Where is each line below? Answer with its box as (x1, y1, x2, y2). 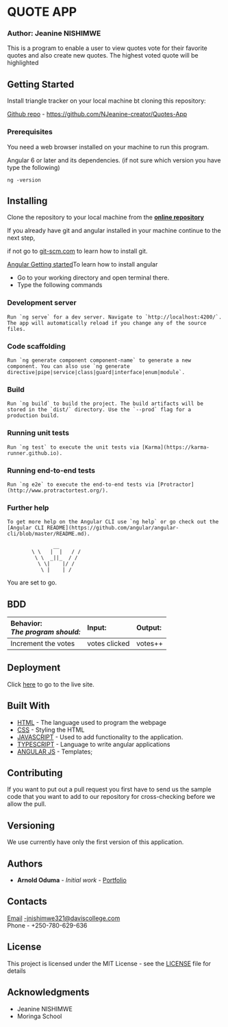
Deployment (7, 662, 61, 673)
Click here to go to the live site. (7, 680, 94, 689)
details (7, 967, 26, 975)
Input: (87, 623, 107, 632)
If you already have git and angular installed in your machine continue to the (7, 227, 221, 235)
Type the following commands (16, 281, 103, 289)
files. (7, 325, 26, 332)
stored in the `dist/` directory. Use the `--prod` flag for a (7, 406, 192, 413)
